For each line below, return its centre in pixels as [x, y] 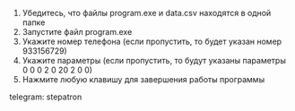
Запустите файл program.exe [77, 32]
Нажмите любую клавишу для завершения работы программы [143, 79]
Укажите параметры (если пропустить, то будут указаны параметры [154, 60]
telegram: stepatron [46, 97]
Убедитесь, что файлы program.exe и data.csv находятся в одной [147, 13]
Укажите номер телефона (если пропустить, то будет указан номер [152, 41]
